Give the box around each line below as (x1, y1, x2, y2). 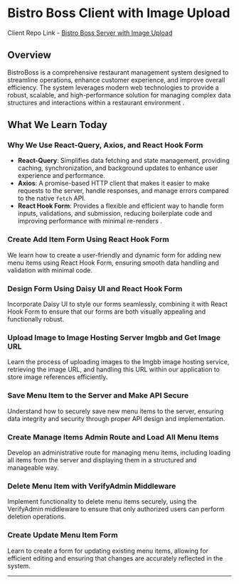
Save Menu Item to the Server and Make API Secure (7, 391, 189, 400)
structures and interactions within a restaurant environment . (7, 98, 185, 107)
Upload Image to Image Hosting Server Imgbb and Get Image (7, 332, 221, 342)
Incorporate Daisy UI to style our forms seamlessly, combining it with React (7, 300, 228, 309)
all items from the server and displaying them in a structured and (7, 455, 197, 464)
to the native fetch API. (17, 194, 86, 203)
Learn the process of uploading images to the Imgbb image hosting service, (7, 358, 230, 366)
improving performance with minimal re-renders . (17, 217, 162, 225)
